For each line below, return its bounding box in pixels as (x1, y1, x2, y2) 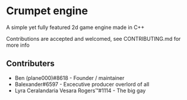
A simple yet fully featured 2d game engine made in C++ (6, 24, 145, 31)
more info (6, 41, 30, 49)
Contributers (6, 59, 55, 69)
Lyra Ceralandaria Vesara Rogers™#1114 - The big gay (14, 87, 146, 94)
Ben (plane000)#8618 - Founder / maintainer (14, 74, 125, 81)
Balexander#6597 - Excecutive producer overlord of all (14, 80, 150, 88)
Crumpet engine (6, 4, 88, 18)
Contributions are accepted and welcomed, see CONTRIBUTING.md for (6, 35, 181, 42)
